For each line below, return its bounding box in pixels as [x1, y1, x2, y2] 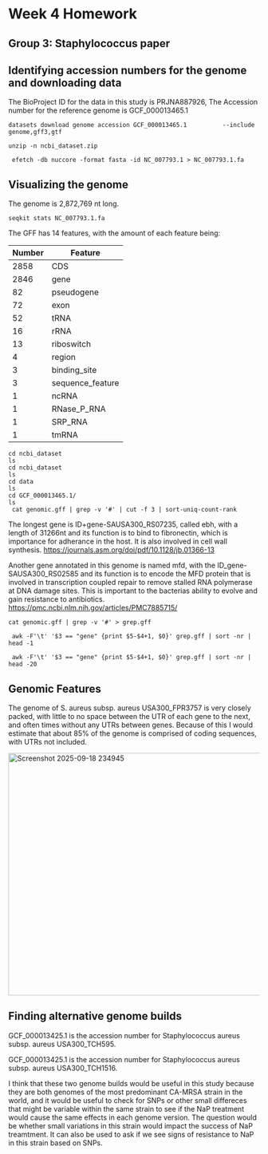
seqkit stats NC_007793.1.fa [8, 215, 105, 223]
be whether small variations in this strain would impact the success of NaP [8, 1120, 254, 1130]
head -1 [8, 639, 34, 647]
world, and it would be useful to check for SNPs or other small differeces [8, 1095, 247, 1105]
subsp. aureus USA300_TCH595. [8, 1039, 116, 1049]
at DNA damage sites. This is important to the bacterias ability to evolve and [8, 586, 258, 595]
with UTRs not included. [8, 737, 88, 747]
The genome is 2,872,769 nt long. [8, 199, 120, 208]
